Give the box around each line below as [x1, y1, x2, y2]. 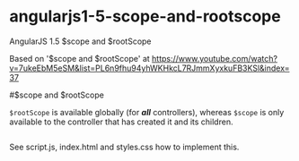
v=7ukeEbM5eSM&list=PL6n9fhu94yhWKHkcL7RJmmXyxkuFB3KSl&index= [9, 63, 290, 73]
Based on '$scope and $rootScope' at [9, 53, 150, 64]
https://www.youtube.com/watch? [151, 53, 278, 64]
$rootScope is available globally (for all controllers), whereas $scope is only [9, 106, 285, 117]
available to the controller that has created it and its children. [9, 116, 233, 127]
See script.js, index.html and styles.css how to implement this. [9, 141, 240, 152]
